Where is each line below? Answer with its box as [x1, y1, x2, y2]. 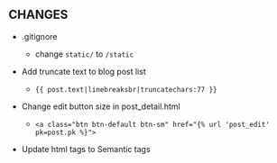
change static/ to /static [34, 49, 134, 59]
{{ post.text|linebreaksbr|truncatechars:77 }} [34, 85, 217, 94]
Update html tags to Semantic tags [21, 143, 151, 154]
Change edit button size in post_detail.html [21, 101, 181, 112]
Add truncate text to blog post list [21, 66, 146, 77]
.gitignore [21, 31, 58, 41]
